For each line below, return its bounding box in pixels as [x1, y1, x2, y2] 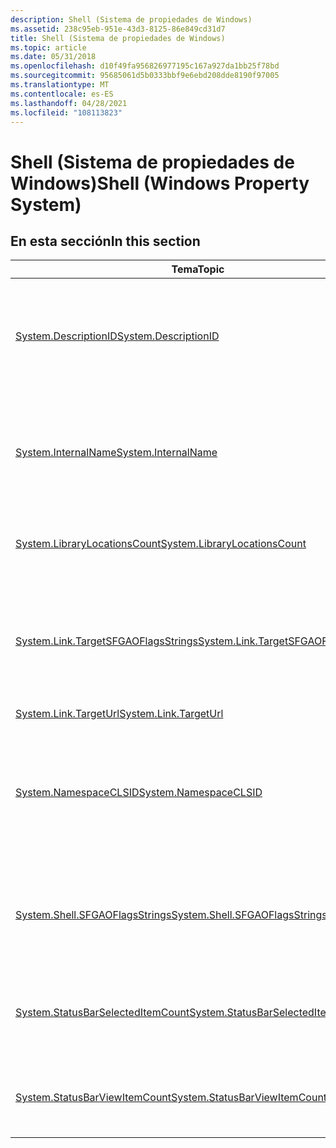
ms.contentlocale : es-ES [10, 89, 114, 99]
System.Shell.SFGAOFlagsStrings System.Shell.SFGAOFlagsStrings [15, 908, 328, 922]
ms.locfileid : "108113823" [10, 107, 123, 118]
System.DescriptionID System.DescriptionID [15, 329, 220, 343]
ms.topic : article [10, 42, 87, 53]
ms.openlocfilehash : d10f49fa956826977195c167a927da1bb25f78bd [10, 61, 280, 71]
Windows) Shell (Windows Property [10, 172, 310, 195]
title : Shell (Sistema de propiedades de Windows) [10, 33, 226, 43]
